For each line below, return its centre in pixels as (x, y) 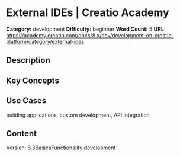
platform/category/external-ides (45, 41)
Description (28, 60)
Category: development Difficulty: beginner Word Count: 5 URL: (86, 29)
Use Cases (26, 101)
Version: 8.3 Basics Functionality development (61, 148)
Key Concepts (33, 80)
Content (22, 133)
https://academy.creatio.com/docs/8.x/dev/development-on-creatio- (90, 35)
